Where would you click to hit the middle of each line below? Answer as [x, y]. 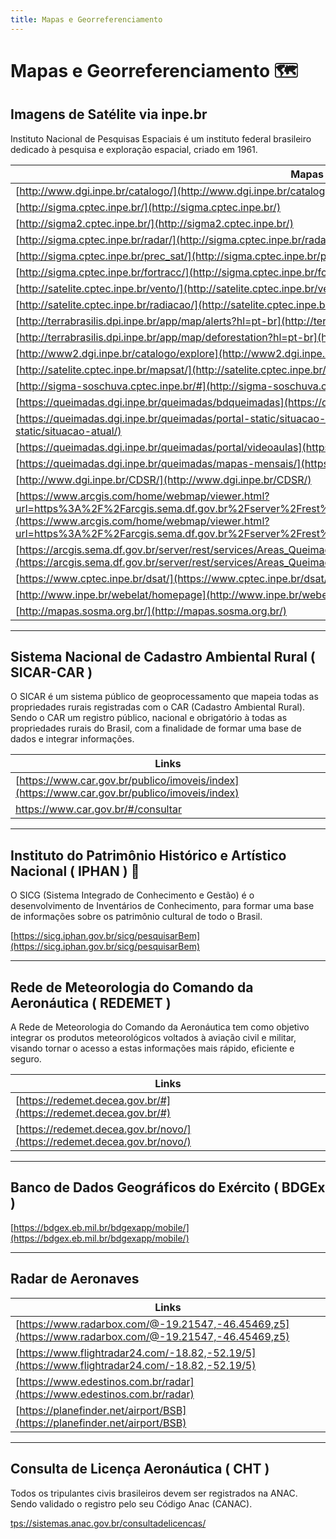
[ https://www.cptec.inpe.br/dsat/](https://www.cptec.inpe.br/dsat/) [173, 578]
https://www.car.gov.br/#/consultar [99, 809]
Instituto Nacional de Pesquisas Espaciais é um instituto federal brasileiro [161, 138]
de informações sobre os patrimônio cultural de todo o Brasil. [136, 917]
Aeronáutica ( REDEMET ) [91, 1002]
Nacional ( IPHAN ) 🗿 [75, 871]
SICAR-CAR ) [51, 672]
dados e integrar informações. [72, 739]
